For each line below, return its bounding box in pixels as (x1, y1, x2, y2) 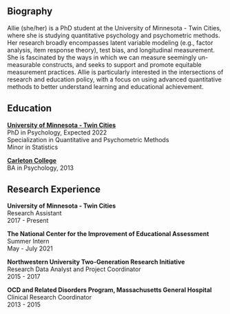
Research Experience (7, 184, 101, 195)
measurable (7, 60, 41, 68)
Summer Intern (7, 237, 50, 246)
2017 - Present (7, 217, 49, 225)
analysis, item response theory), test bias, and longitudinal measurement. (7, 46, 216, 54)
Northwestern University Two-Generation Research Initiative (7, 258, 185, 266)
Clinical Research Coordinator (7, 293, 92, 302)
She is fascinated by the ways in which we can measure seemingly (7, 53, 197, 61)
